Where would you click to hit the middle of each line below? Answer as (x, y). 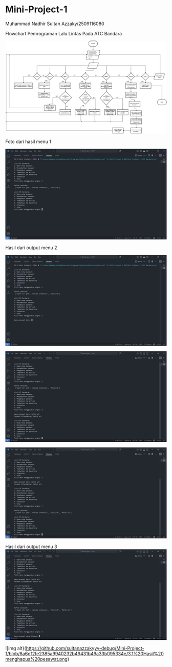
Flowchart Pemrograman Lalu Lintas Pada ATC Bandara (64, 33)
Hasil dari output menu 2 (31, 248)
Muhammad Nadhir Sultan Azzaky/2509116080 (55, 24)
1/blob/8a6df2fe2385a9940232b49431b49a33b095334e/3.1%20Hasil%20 (84, 654)
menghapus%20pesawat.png (37, 659)
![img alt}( (16, 648)
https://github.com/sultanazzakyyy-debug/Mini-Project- (85, 648)
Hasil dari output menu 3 (31, 547)
